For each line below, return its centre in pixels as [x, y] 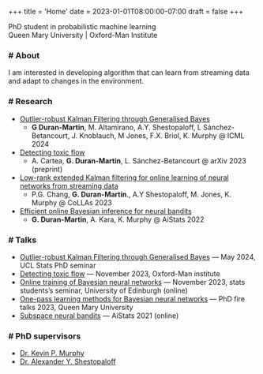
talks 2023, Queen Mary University [76, 307]
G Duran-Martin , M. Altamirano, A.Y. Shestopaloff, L [116, 127]
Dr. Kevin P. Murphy [52, 353]
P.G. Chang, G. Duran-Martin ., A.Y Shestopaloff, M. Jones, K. [131, 194]
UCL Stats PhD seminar [58, 265]
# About [24, 55]
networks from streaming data [69, 185]
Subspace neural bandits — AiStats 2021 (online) [99, 316]
